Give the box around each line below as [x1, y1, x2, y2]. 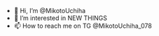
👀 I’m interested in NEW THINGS [13, 14, 107, 22]
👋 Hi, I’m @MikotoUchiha [13, 7, 86, 15]
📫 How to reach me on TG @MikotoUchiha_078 [13, 21, 152, 30]
